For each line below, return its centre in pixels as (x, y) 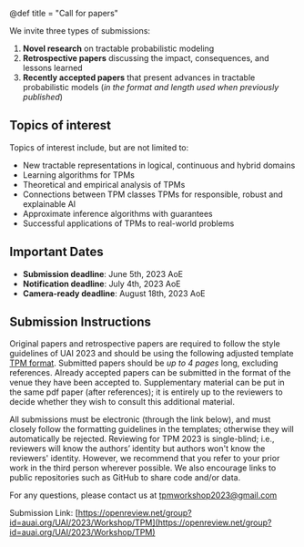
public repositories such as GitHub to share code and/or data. (125, 478)
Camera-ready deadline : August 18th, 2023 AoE (114, 293)
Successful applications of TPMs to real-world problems (128, 223)
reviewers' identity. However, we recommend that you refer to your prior (145, 459)
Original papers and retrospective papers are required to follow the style (145, 344)
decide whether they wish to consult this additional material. (122, 402)
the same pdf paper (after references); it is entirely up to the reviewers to (147, 392)
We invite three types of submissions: (80, 31)
